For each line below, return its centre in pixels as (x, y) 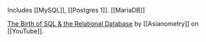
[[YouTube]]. (26, 31)
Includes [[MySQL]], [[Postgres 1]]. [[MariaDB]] (76, 10)
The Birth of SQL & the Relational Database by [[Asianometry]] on (103, 23)
